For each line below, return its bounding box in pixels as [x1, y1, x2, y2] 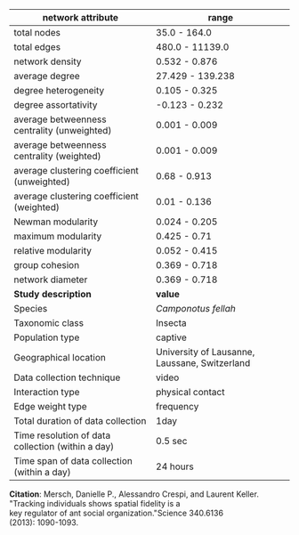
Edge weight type [13, 401, 87, 412]
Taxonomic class [13, 317, 85, 328]
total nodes [13, 27, 61, 38]
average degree [13, 70, 80, 82]
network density [13, 55, 82, 68]
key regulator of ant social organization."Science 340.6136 [9, 507, 224, 518]
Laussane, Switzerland [155, 357, 251, 369]
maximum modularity [13, 231, 102, 242]
